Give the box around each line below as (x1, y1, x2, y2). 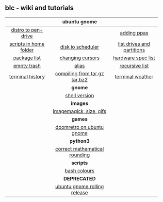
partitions (123, 46, 145, 53)
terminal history (9, 73, 45, 80)
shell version (65, 92, 95, 99)
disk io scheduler (60, 43, 99, 50)
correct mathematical (55, 145, 104, 152)
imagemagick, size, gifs (52, 108, 107, 115)
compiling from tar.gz (55, 70, 104, 77)
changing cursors (59, 54, 100, 61)
